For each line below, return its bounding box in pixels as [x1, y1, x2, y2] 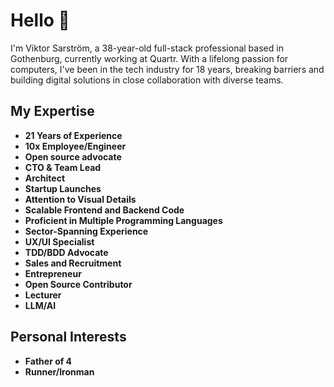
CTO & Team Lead [24, 161, 102, 173]
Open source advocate [24, 150, 122, 163]
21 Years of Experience [24, 129, 123, 141]
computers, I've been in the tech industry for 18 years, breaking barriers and [10, 63, 325, 75]
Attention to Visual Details [24, 193, 137, 205]
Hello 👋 [10, 9, 70, 32]
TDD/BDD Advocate [24, 246, 109, 258]
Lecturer [24, 289, 62, 301]
